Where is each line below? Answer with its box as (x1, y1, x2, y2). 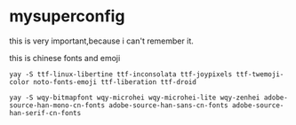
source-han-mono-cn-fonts (9, 100, 105, 110)
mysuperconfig (9, 6, 125, 27)
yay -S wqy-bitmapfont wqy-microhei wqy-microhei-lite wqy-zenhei (9, 93, 260, 102)
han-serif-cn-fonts (9, 108, 82, 117)
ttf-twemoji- (236, 69, 284, 79)
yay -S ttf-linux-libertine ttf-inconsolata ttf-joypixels (9, 69, 233, 79)
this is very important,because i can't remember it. (9, 35, 194, 46)
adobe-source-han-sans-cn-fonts (108, 100, 228, 110)
